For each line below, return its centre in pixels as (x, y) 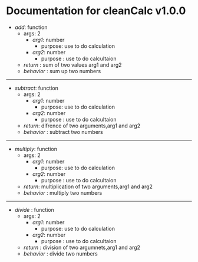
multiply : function (36, 149)
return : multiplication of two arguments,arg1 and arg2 (88, 186)
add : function (31, 27)
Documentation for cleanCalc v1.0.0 (96, 11)
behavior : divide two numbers (61, 253)
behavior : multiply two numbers (63, 192)
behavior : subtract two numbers (63, 132)
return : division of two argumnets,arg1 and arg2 (82, 247)
